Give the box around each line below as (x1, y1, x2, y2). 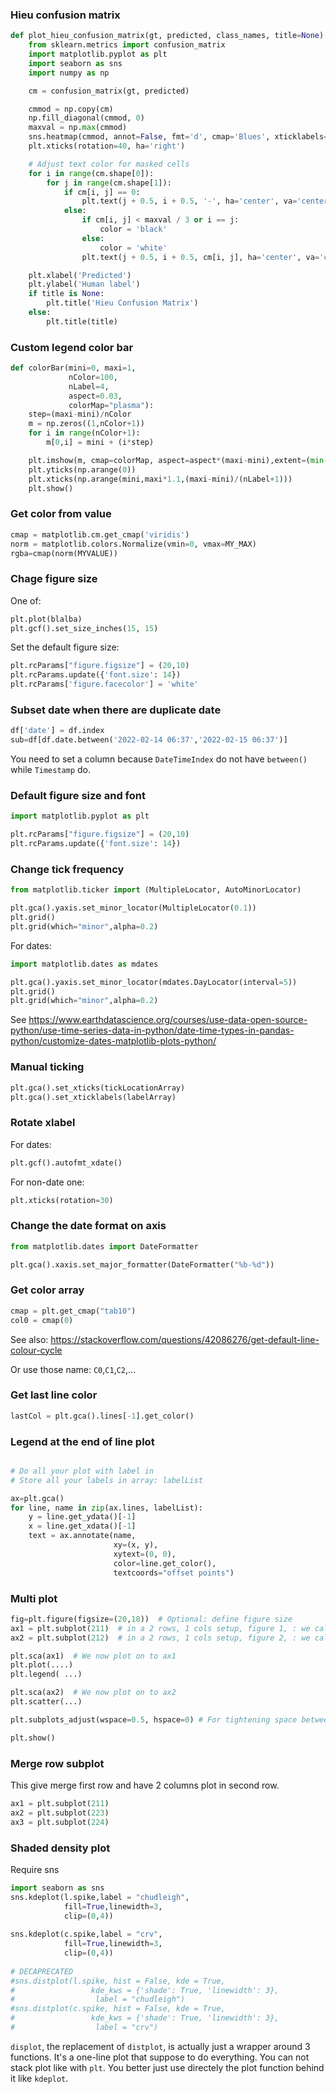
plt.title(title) (46, 316, 118, 327)
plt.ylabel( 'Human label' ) (28, 279, 141, 290)
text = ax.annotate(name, (28, 1531, 137, 1541)
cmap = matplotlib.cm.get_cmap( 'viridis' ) (10, 529, 190, 540)
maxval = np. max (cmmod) (28, 123, 128, 133)
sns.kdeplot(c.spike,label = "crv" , (10, 1929, 163, 1940)
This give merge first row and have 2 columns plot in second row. (10, 1779, 280, 1791)
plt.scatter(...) (10, 1697, 83, 1707)
